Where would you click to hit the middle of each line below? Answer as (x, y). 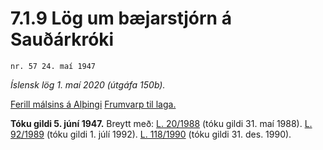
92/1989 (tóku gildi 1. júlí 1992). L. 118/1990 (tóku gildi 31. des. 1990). (151, 134)
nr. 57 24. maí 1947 (53, 66)
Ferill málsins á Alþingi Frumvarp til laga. (93, 104)
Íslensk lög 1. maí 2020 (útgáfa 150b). (88, 84)
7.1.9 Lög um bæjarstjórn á (121, 18)
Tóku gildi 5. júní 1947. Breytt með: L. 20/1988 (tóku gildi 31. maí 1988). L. (161, 123)
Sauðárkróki (62, 39)
